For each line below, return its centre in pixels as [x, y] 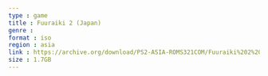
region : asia [32, 45]
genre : [21, 30]
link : [19, 52]
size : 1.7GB [30, 60]
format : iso [30, 38]
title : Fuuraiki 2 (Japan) [55, 23]
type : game [28, 15]
